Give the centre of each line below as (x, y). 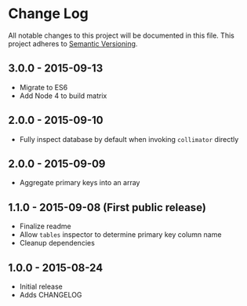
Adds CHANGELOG (51, 295)
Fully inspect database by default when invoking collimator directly (129, 139)
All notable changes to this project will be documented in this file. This (122, 35)
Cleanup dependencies (57, 243)
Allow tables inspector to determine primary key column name (120, 235)
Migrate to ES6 (44, 87)
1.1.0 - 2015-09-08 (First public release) (107, 208)
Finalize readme (45, 226)
